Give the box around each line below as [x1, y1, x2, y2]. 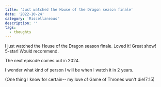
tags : [5, 25, 16, 30]
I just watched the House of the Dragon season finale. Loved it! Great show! [5, 43, 156, 49]
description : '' [5, 20, 38, 26]
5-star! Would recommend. [5, 48, 59, 54]
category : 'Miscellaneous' [5, 16, 60, 21]
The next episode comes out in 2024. [5, 58, 80, 63]
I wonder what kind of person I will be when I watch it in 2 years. [5, 67, 134, 73]
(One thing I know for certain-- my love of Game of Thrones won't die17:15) [5, 76, 155, 82]
